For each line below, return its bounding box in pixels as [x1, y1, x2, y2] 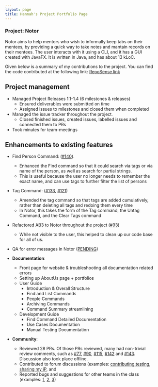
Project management [5, 83, 70, 91]
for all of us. [19, 236, 44, 243]
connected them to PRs [19, 121, 66, 127]
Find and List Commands [26, 291, 77, 297]
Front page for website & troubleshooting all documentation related [19, 265, 154, 271]
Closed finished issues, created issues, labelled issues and [19, 116, 137, 122]
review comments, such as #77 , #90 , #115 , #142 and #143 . [19, 351, 136, 357]
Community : [12, 336, 38, 342]
